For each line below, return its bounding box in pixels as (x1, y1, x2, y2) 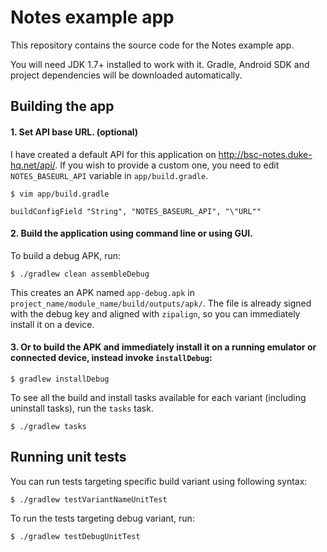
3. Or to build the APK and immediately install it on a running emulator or (10, 341, 317, 353)
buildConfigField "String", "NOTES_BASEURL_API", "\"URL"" (10, 206, 262, 216)
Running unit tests (10, 449, 127, 466)
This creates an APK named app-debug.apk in (10, 286, 195, 298)
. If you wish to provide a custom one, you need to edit (54, 159, 280, 171)
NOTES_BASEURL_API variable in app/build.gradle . (10, 169, 209, 181)
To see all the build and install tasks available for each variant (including (10, 391, 307, 403)
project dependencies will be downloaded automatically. (10, 69, 243, 81)
